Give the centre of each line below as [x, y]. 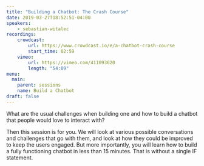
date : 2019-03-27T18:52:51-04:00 [49, 18]
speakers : [19, 23]
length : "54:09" [49, 68]
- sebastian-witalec [43, 29]
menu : [13, 74]
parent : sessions [39, 85]
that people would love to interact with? [56, 120]
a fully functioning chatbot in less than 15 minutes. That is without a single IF [102, 151]
